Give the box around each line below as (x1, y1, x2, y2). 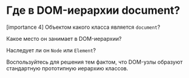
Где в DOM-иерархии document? (6, 4, 181, 17)
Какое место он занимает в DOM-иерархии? (6, 35, 122, 42)
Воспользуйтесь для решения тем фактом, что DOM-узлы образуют (6, 58, 183, 65)
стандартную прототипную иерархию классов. (6, 64, 128, 72)
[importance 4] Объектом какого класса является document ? (6, 23, 161, 31)
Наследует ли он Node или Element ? (6, 46, 96, 54)
